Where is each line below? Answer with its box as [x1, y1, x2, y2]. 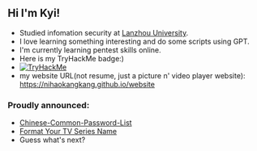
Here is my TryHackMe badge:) [19, 53, 125, 63]
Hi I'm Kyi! [7, 6, 61, 20]
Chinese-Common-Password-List [19, 118, 132, 128]
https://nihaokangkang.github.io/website [19, 79, 156, 89]
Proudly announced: [7, 99, 90, 111]
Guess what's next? [19, 135, 86, 145]
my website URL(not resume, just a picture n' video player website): [19, 70, 246, 80]
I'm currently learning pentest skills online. [19, 44, 161, 55]
